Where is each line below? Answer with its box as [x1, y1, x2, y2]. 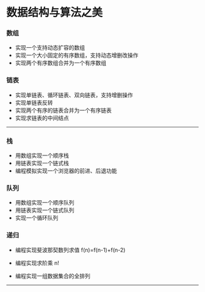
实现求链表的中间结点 [15, 114, 69, 121]
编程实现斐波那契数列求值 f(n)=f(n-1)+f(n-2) [15, 246, 126, 253]
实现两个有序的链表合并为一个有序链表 [15, 107, 112, 114]
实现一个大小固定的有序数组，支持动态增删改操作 [15, 51, 138, 59]
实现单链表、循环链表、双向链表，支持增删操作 [15, 91, 133, 99]
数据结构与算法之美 [6, 6, 103, 20]
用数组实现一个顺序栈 [15, 152, 69, 159]
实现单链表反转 [15, 99, 53, 106]
